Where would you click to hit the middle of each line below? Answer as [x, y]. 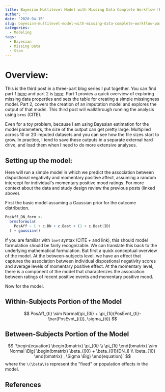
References [23, 384]
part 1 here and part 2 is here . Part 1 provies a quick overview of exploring [80, 94]
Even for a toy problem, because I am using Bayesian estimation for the [77, 124]
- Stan [16, 51]
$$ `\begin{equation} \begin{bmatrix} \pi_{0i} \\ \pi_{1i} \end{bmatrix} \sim [82, 346]
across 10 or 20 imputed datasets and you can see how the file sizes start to [82, 135]
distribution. [17, 208]
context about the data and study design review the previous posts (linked [80, 188]
